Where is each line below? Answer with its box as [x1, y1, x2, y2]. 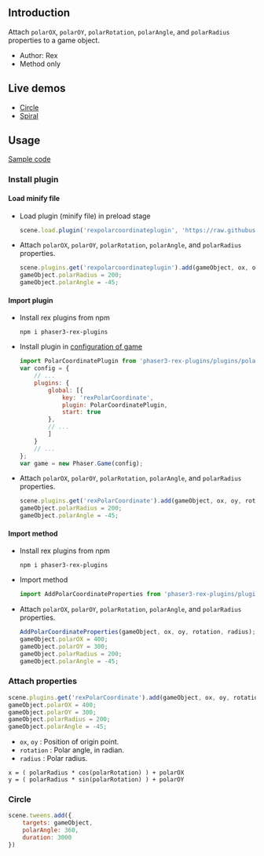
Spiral [19, 111, 39, 120]
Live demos [8, 82, 66, 95]
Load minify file [8, 193, 60, 203]
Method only [19, 59, 61, 68]
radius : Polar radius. [19, 754, 88, 763]
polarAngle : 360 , [22, 826, 79, 835]
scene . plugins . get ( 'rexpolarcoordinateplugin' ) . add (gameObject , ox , [19, 264, 249, 272]
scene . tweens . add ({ [8, 812, 72, 820]
